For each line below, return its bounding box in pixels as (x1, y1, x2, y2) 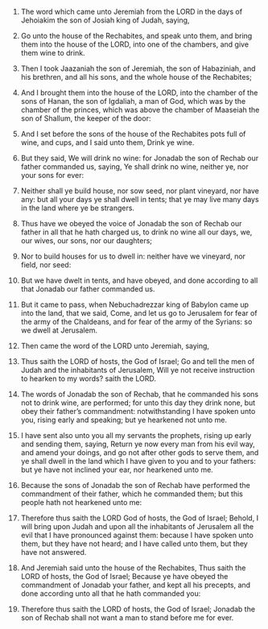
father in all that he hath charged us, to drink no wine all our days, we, (20, 227, 253, 237)
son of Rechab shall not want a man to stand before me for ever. (20, 613, 234, 623)
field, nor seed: (20, 260, 72, 269)
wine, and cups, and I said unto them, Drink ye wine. (20, 138, 195, 147)
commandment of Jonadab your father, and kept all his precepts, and (20, 580, 251, 590)
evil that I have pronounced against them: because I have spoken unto (20, 531, 254, 540)
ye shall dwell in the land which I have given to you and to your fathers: (20, 457, 257, 466)
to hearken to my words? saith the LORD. (20, 374, 156, 383)
